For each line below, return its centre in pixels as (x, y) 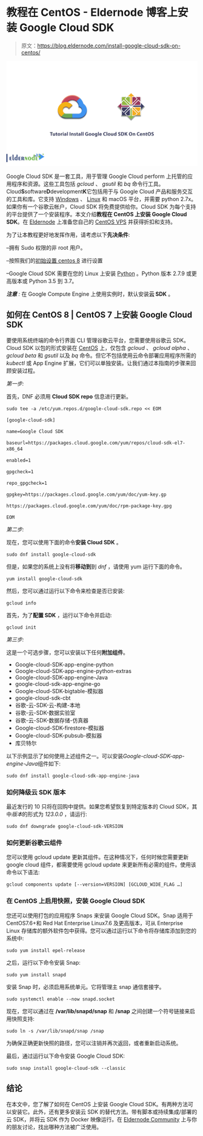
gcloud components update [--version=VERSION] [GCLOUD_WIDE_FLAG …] (95, 885)
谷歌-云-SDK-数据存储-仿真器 (52, 720)
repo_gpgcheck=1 (27, 483)
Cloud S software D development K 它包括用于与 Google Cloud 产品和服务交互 (99, 191)
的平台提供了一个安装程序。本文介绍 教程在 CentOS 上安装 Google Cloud (97, 214)
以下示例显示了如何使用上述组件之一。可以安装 (65, 756)
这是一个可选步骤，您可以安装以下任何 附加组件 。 (67, 652)
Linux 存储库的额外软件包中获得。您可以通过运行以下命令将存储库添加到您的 (101, 931)
